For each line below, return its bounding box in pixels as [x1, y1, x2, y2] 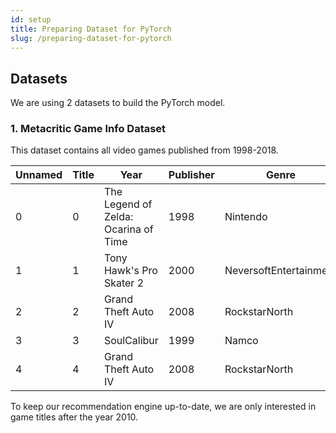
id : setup [10, 14, 52, 25]
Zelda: [103, 210, 134, 224]
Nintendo [224, 210, 268, 224]
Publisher [168, 168, 215, 182]
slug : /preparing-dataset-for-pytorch [10, 33, 172, 43]
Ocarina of [103, 222, 154, 236]
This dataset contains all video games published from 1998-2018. [10, 144, 279, 156]
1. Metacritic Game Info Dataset [10, 122, 167, 136]
